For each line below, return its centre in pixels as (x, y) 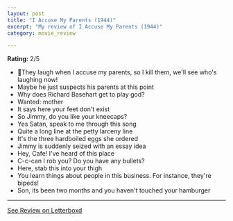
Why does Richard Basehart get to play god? (81, 95)
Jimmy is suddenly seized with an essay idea (81, 146)
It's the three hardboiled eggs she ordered (78, 139)
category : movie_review (42, 33)
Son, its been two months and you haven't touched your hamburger (114, 190)
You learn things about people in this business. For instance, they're (114, 176)
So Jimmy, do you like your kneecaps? (72, 117)
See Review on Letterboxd (45, 211)
